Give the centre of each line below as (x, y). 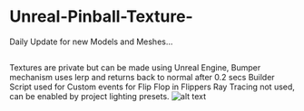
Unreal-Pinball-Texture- (101, 17)
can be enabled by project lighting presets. (89, 97)
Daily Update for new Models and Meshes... (91, 42)
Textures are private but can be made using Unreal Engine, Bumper (135, 68)
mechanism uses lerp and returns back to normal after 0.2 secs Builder (142, 78)
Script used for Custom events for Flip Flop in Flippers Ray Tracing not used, (152, 87)
